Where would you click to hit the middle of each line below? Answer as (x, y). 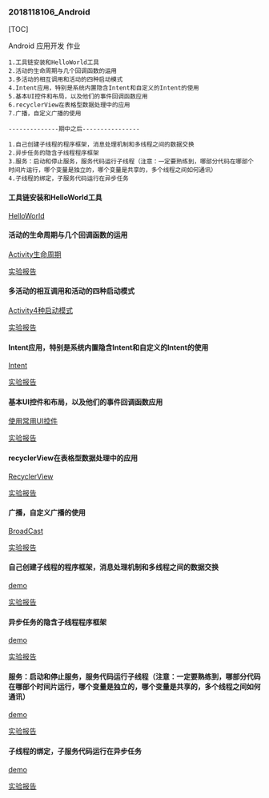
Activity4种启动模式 (41, 310)
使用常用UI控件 (33, 421)
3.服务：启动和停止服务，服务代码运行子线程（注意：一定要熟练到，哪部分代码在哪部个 (131, 162)
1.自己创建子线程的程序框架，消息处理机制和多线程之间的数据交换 (101, 145)
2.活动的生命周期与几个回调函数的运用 (63, 71)
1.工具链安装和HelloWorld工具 (54, 62)
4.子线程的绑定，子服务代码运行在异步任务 (69, 178)
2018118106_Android (49, 12)
